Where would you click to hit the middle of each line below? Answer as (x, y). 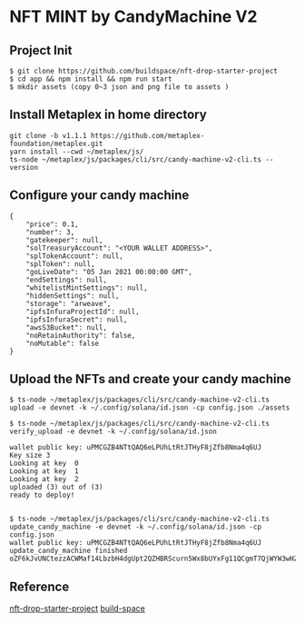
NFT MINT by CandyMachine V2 (133, 17)
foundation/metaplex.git (56, 143)
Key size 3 (30, 456)
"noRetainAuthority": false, (81, 335)
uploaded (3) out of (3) (56, 488)
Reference (39, 586)
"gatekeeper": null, (64, 240)
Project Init (41, 50)
